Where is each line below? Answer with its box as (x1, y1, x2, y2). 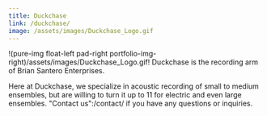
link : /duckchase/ (8, 19, 70, 27)
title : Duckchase (8, 11, 67, 20)
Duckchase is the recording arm (151, 57, 259, 67)
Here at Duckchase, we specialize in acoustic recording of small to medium (8, 81, 259, 91)
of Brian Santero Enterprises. (8, 66, 105, 76)
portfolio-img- (109, 49, 157, 59)
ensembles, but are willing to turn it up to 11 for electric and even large (8, 90, 242, 100)
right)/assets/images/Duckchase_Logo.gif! (8, 57, 150, 67)
